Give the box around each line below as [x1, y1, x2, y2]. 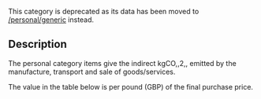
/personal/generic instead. [8, 15, 95, 24]
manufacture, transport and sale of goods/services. [8, 67, 176, 76]
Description [8, 38, 67, 51]
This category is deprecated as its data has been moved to [8, 7, 199, 16]
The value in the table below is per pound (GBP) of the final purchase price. [8, 82, 254, 91]
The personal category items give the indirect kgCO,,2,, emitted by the [8, 58, 237, 68]
